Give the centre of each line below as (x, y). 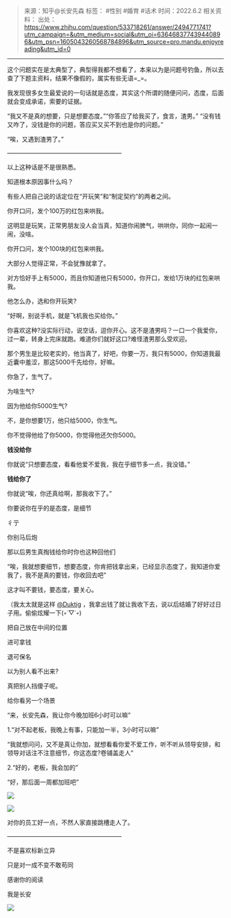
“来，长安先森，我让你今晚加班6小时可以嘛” (69, 715)
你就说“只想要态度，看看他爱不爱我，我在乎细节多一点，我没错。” (99, 464)
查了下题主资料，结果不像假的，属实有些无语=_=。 (79, 78)
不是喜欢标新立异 (31, 850)
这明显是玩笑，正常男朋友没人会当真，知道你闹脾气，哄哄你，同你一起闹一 (112, 225)
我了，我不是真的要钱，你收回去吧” (57, 575)
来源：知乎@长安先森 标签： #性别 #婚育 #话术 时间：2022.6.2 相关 (120, 11)
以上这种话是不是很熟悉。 (43, 167)
